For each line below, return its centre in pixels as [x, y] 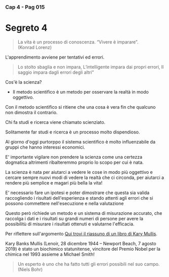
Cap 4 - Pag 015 [25, 7]
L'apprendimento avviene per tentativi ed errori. [55, 57]
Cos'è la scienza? [24, 82]
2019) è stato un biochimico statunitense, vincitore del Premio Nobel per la [83, 249]
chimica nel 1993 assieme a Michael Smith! [50, 254]
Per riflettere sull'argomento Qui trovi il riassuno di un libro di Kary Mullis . [81, 234]
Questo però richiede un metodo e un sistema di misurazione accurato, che [84, 213]
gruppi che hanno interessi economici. [45, 147]
